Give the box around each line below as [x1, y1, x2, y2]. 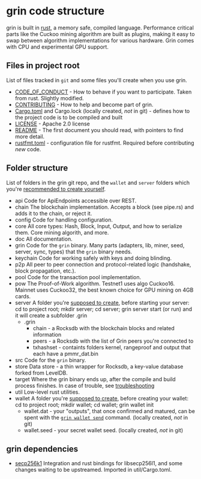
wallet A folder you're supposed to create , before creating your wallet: [14, 394, 189, 402]
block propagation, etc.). [14, 267, 76, 274]
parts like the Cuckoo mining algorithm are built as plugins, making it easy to [6, 30, 195, 37]
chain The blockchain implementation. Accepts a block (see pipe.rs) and [14, 203, 194, 211]
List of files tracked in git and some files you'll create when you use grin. [6, 76, 187, 83]
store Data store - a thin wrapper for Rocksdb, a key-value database [14, 363, 184, 370]
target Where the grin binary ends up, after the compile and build [14, 375, 176, 382]
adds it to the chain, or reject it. [14, 209, 92, 217]
